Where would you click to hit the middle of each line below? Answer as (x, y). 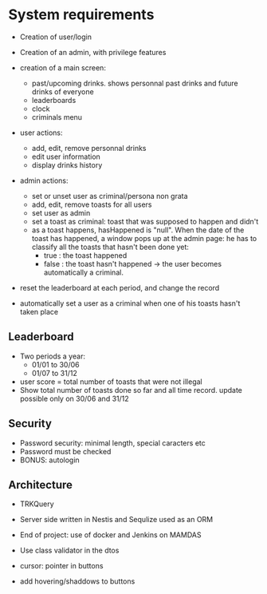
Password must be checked (65, 451)
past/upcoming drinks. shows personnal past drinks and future (135, 83)
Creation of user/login (56, 37)
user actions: (41, 133)
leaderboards (54, 100)
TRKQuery (37, 504)
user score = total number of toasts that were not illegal (111, 382)
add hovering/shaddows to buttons (77, 581)
